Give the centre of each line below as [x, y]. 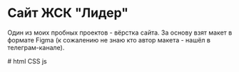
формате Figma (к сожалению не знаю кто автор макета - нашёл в [109, 40]
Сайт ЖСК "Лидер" [68, 13]
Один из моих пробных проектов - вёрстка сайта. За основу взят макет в [120, 32]
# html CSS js [27, 61]
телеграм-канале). [36, 47]
